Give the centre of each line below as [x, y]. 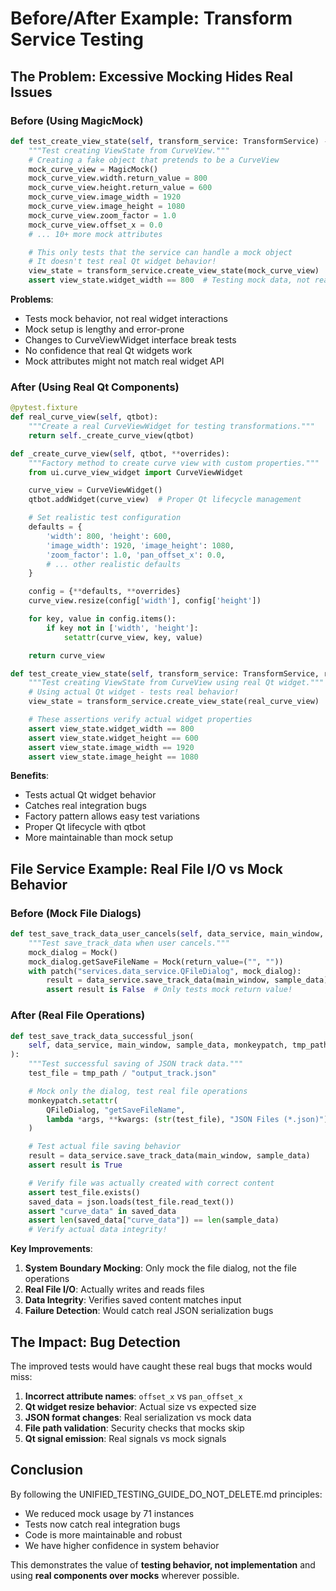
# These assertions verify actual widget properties [140, 720]
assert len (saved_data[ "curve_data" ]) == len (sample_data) [154, 1220]
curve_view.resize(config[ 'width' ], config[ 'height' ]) [145, 601]
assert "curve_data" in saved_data [102, 1211]
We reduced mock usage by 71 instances [109, 1513]
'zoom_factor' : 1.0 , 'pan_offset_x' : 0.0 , [136, 555]
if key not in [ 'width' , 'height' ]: [122, 628]
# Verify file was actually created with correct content [151, 1183]
